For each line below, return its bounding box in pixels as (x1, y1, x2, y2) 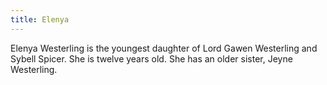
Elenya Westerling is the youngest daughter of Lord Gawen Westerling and (10, 42, 318, 54)
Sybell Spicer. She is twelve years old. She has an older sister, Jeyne (10, 52, 293, 65)
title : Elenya (10, 14, 70, 25)
